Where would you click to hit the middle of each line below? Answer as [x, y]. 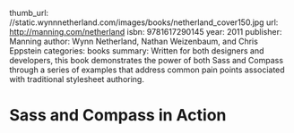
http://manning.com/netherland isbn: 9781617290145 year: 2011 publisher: [146, 32]
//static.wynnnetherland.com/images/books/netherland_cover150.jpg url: [144, 22]
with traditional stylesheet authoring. [77, 79]
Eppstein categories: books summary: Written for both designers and [137, 51]
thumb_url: [29, 13]
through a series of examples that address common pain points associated [147, 70]
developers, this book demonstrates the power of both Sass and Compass [147, 60]
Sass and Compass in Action [118, 116]
